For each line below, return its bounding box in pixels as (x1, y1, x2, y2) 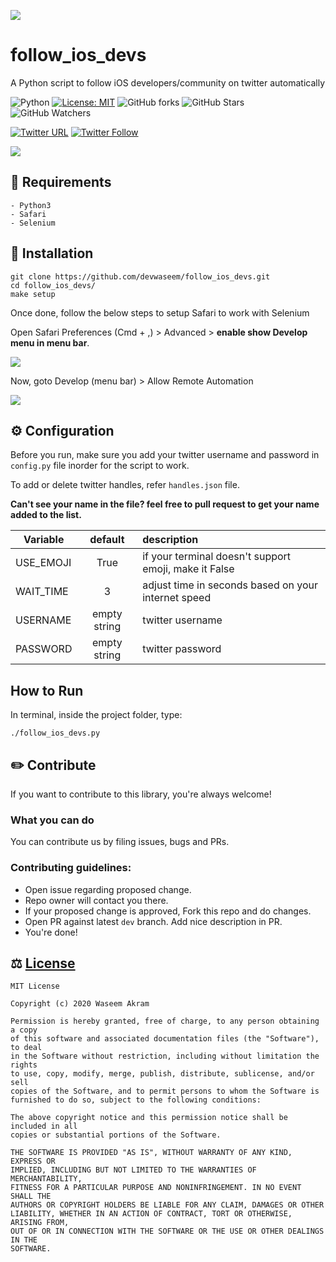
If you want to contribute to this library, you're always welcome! (10, 788, 272, 800)
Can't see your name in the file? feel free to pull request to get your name (10, 498, 320, 510)
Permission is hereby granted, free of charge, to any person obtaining (10, 1016, 320, 1027)
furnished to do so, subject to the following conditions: (10, 1095, 262, 1105)
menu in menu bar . (10, 336, 90, 349)
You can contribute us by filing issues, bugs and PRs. (10, 836, 230, 848)
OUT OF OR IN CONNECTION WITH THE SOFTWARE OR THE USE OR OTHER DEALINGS (10, 1226, 325, 1237)
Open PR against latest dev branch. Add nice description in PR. (24, 915, 283, 927)
